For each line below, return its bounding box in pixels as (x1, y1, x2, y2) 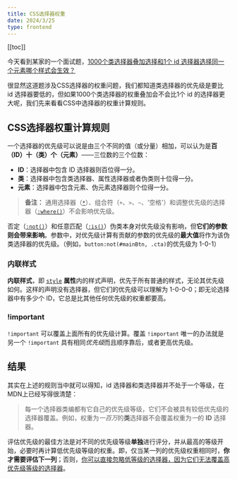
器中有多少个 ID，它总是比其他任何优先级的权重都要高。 (7, 294, 170, 302)
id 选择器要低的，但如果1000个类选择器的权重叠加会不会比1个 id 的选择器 (7, 90, 219, 99)
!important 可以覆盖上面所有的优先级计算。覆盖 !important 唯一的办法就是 (7, 329, 224, 338)
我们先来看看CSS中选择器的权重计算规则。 (25, 99, 150, 107)
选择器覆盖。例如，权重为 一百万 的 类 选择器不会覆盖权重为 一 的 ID (24, 413, 212, 422)
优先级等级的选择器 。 (7, 463, 69, 472)
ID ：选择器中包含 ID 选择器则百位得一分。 (17, 165, 139, 174)
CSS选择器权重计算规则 (7, 122, 111, 134)
